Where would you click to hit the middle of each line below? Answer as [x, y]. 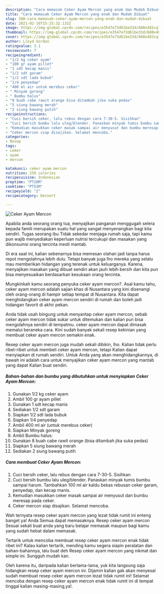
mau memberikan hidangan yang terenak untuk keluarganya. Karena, [75, 264]
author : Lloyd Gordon [27, 42]
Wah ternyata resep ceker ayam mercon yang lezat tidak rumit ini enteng [78, 515]
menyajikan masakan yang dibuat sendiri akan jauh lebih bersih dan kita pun [82, 269]
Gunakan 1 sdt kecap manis [40, 404]
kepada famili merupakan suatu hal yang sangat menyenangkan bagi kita [79, 228]
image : [12, 28]
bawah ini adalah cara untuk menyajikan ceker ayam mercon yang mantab [80, 360]
